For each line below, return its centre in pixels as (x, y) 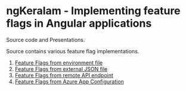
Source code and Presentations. (46, 40)
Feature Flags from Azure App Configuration (69, 82)
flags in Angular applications (79, 23)
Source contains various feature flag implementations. (73, 51)
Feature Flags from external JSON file (61, 69)
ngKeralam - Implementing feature (93, 11)
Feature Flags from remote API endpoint (64, 75)
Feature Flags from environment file (59, 63)
